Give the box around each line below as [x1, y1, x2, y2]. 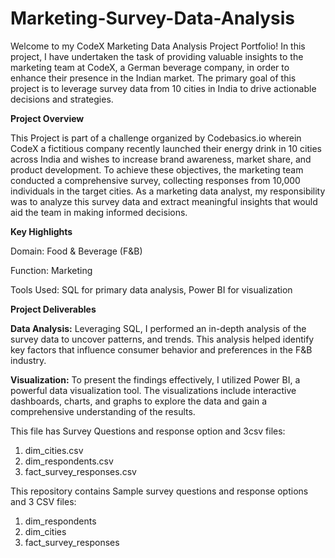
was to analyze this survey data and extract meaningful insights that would [10, 195, 318, 207]
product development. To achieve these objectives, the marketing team [10, 163, 304, 176]
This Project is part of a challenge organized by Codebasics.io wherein [10, 132, 302, 144]
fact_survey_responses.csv [24, 465, 137, 477]
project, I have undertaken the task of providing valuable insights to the [10, 50, 304, 62]
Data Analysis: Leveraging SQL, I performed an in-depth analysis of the [10, 322, 307, 334]
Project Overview [10, 112, 85, 124]
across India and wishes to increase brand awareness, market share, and [10, 153, 312, 165]
